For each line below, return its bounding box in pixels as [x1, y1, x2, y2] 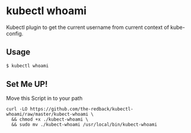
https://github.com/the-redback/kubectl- [30, 106, 134, 112]
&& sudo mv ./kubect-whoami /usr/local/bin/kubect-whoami [11, 122, 158, 128]
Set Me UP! [6, 79, 48, 89]
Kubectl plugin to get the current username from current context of [6, 24, 170, 31]
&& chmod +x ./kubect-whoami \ [11, 116, 89, 122]
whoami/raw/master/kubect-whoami [6, 111, 89, 118]
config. [6, 30, 24, 37]
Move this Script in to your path [6, 95, 83, 102]
